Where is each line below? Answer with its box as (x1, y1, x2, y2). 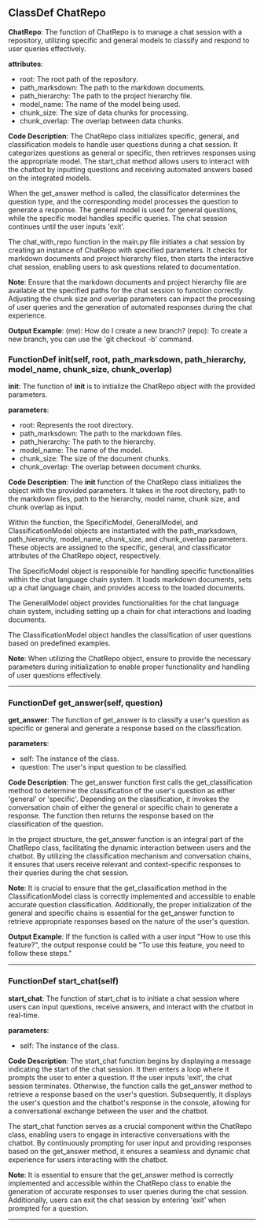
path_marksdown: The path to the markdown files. (19, 428, 183, 439)
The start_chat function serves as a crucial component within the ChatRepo (8, 1121, 252, 1131)
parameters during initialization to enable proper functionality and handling (8, 662, 250, 671)
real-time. (8, 1010, 40, 1020)
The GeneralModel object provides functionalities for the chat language (8, 598, 240, 608)
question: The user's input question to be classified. (19, 763, 189, 772)
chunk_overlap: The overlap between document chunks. (19, 462, 203, 472)
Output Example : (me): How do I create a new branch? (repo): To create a (8, 325, 247, 335)
